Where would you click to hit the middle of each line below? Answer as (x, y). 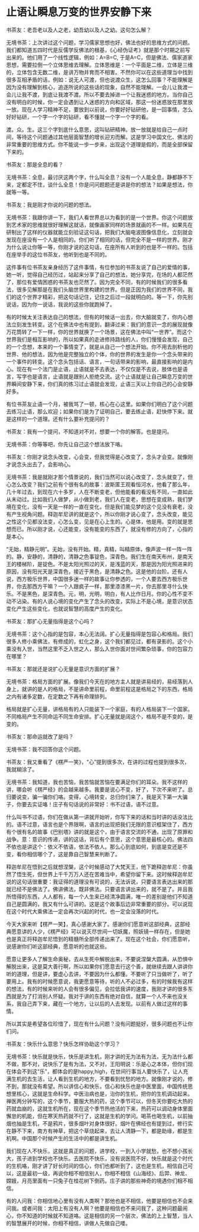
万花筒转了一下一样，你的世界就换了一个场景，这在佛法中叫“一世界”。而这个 (99, 332)
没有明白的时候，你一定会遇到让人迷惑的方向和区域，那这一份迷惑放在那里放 (99, 102)
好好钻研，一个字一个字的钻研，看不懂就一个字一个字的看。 (79, 117)
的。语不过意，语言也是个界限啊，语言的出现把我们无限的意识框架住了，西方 (99, 824)
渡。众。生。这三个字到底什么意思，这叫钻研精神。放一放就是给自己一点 (94, 129)
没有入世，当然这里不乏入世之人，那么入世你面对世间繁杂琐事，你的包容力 (102, 649)
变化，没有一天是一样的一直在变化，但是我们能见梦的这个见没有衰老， (102, 506)
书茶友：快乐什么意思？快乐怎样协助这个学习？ (63, 1044)
